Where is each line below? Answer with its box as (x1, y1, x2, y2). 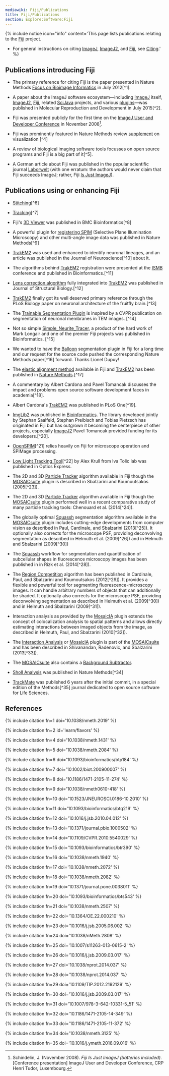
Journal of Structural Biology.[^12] (12, 285, 83, 291)
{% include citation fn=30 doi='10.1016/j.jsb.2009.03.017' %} (5, 991, 131, 997)
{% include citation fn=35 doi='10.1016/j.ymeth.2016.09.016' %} (5, 1040, 136, 1046)
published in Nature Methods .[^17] (12, 371, 84, 377)
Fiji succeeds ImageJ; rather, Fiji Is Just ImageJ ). (12, 172, 114, 178)
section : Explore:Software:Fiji (5, 17, 73, 22)
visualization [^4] (12, 136, 48, 142)
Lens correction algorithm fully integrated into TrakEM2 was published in (12, 279, 163, 286)
